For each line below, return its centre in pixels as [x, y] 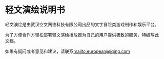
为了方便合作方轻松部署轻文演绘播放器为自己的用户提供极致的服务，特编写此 [82, 35]
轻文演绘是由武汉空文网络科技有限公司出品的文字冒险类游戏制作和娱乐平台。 [82, 24]
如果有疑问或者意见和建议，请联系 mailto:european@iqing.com [68, 51]
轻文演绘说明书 [35, 10]
